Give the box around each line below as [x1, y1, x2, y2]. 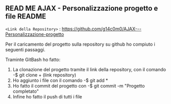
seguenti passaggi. [5, 46, 46, 53]
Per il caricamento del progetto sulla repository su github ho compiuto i [5, 41, 155, 47]
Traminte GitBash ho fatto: [5, 56, 60, 63]
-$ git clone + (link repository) [12, 72, 77, 78]
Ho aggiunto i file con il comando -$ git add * [12, 77, 109, 84]
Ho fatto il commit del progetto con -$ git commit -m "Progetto [12, 82, 145, 89]
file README [5, 12, 47, 21]
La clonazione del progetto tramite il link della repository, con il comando [12, 66, 166, 72]
